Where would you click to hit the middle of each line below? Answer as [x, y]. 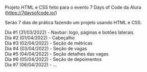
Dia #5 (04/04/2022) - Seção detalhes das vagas [57, 54]
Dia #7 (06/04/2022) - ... [31, 65]
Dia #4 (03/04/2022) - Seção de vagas [46, 48]
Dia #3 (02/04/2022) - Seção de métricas [49, 43]
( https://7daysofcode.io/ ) [31, 13]
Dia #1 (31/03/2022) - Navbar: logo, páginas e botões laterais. [70, 32]
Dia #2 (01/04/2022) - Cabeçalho [40, 38]
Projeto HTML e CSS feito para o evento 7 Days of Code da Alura [73, 7]
